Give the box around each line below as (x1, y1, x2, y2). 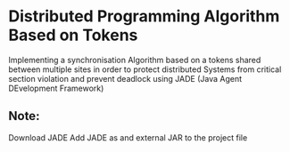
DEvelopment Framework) (8, 83, 104, 93)
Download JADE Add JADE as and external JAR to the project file (8, 132, 248, 143)
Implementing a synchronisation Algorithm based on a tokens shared (8, 54, 261, 65)
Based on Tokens (8, 25, 138, 45)
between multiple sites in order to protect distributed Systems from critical (8, 64, 282, 75)
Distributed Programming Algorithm (8, 6, 280, 27)
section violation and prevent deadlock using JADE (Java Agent (8, 73, 243, 84)
